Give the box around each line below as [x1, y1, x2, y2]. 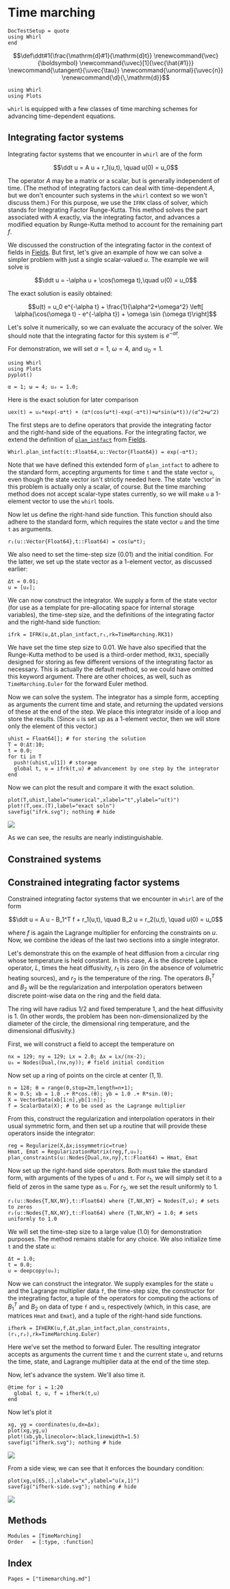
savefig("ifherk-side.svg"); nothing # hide [8, 1483, 137, 1490]
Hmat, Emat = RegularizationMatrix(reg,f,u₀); [8, 1148, 143, 1156]
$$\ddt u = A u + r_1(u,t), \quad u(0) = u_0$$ [53, 163, 179, 171]
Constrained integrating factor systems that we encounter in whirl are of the [8, 895, 224, 903]
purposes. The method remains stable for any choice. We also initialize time [8, 1235, 222, 1244]
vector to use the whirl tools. [31, 497, 115, 505]
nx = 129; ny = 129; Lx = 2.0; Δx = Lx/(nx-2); [8, 1054, 146, 1060]
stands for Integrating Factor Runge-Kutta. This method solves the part [8, 206, 208, 214]
